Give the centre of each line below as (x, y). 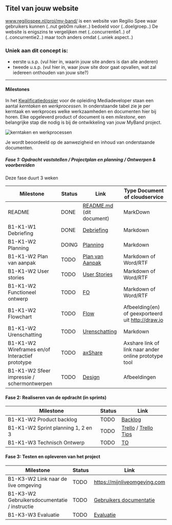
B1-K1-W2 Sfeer (29, 371)
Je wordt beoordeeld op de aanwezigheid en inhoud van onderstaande (80, 142)
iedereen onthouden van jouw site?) (50, 73)
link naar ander (142, 350)
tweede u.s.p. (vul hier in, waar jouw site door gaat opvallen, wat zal (84, 67)
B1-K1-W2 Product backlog (42, 420)
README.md (98, 206)
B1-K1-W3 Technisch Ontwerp (46, 443)
